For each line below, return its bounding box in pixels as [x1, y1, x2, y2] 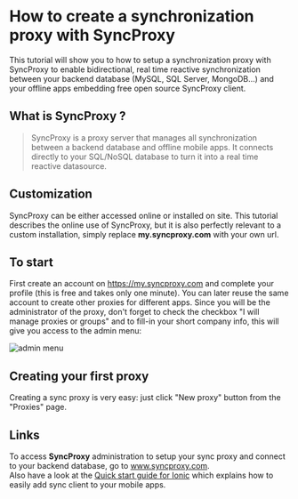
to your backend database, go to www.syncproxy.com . [9, 461, 211, 471]
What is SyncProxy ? [9, 109, 126, 124]
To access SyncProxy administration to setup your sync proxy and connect [9, 451, 286, 462]
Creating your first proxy [9, 368, 149, 383]
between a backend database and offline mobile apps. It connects [30, 141, 274, 152]
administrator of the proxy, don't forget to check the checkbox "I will [9, 307, 260, 318]
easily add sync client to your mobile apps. [9, 479, 166, 490]
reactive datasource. [30, 160, 107, 171]
